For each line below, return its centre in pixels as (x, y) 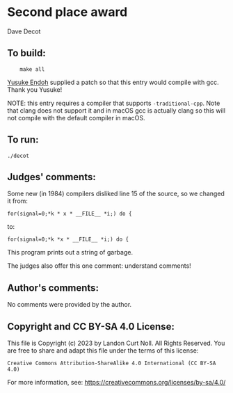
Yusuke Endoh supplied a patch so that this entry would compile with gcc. (113, 82)
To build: (27, 53)
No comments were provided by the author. (70, 305)
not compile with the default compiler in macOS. (76, 118)
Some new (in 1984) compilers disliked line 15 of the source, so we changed (116, 194)
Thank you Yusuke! (35, 89)
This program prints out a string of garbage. (70, 252)
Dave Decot (24, 31)
